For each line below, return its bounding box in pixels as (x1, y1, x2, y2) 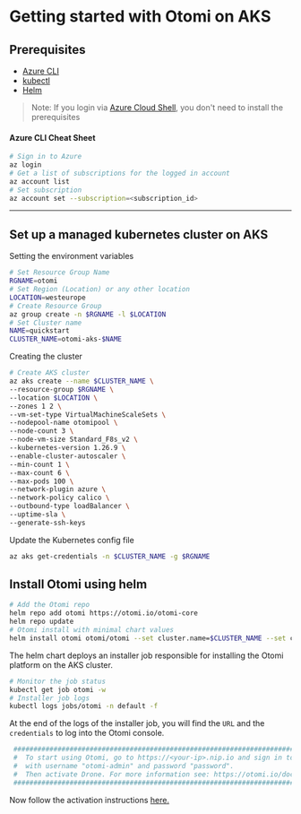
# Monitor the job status (9, 677, 106, 686)
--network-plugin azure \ (9, 485, 106, 494)
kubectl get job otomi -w (9, 685, 106, 694)
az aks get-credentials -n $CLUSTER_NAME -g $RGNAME (9, 551, 211, 561)
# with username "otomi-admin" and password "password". (13, 762, 235, 771)
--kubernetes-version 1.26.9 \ (9, 444, 126, 453)
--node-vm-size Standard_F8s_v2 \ (9, 435, 139, 445)
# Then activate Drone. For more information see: (13, 769, 211, 779)
